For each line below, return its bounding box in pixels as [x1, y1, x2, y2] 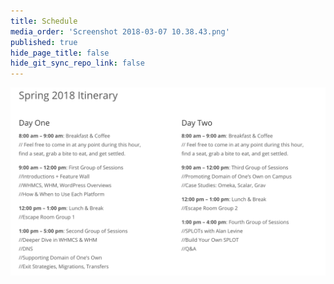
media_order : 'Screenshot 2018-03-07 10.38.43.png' [10, 26, 230, 37]
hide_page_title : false [10, 48, 110, 58]
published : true [10, 37, 78, 47]
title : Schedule [10, 16, 78, 26]
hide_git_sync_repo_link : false [10, 58, 145, 69]
